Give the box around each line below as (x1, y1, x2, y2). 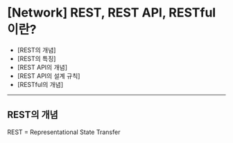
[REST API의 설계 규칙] (17, 71, 80, 80)
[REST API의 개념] (17, 63, 68, 71)
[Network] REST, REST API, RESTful (7, 5, 216, 21)
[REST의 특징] (17, 54, 56, 63)
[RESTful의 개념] (17, 80, 64, 88)
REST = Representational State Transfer (7, 128, 121, 136)
